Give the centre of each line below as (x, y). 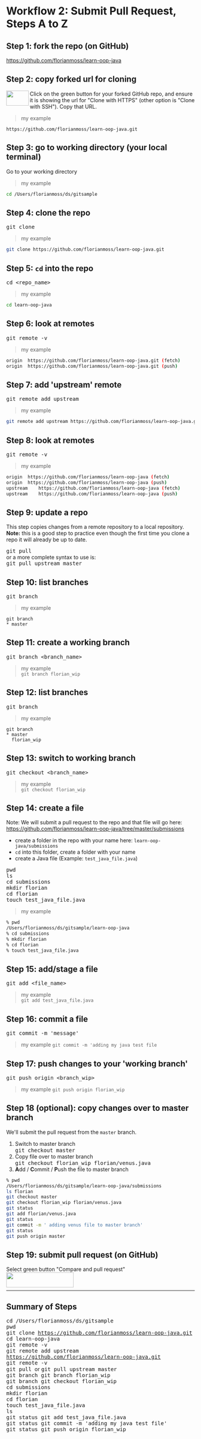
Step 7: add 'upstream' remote (64, 385)
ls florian (20, 1191)
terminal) (24, 157)
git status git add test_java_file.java (66, 1417)
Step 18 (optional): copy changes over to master (98, 1108)
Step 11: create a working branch (68, 643)
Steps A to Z (37, 24)
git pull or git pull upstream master (62, 1369)
